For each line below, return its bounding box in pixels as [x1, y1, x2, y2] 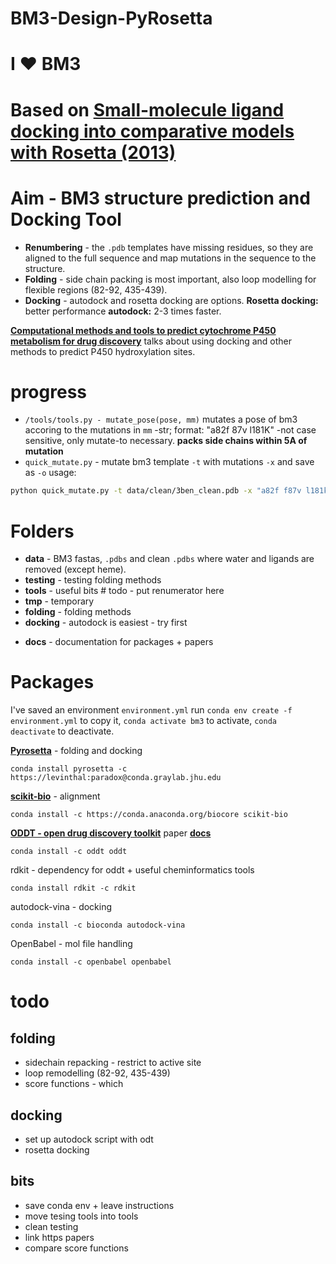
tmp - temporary [24, 595, 95, 607]
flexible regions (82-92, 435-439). [24, 283, 168, 296]
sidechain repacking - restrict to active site [24, 1057, 202, 1069]
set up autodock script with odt [24, 1133, 154, 1145]
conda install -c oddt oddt [10, 847, 128, 857]
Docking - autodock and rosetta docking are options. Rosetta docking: [24, 294, 319, 306]
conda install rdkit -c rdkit [10, 883, 137, 894]
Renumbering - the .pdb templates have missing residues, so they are [24, 241, 314, 253]
